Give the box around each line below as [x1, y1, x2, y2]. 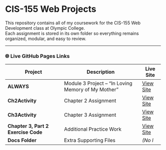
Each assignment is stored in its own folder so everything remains [5, 30, 139, 36]
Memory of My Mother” [64, 86, 119, 93]
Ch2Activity [7, 98, 37, 104]
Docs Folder [7, 137, 37, 144]
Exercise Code [7, 129, 43, 136]
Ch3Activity [7, 111, 37, 118]
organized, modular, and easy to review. [5, 36, 86, 42]
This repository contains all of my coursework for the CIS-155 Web [5, 20, 141, 26]
